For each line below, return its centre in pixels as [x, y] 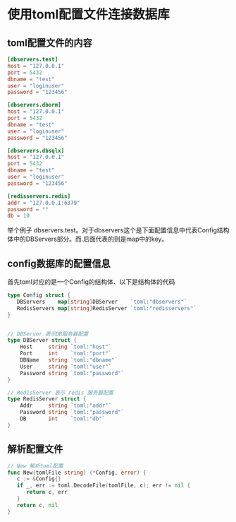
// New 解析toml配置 [35, 466]
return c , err [47, 492]
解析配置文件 [35, 449]
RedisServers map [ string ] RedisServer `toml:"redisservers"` [107, 308]
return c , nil [37, 505]
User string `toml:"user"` [66, 367]
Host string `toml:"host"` [66, 347]
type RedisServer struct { [47, 399]
